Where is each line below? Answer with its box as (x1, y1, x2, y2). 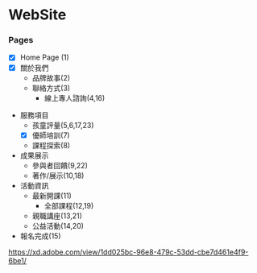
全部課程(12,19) (44, 201, 94, 210)
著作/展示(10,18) (31, 171, 85, 180)
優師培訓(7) (31, 130, 70, 140)
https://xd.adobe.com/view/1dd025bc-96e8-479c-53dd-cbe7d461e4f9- (8, 247, 249, 257)
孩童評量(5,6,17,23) (31, 120, 94, 130)
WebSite (8, 6, 67, 24)
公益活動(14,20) (31, 221, 85, 230)
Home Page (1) (19, 52, 70, 62)
